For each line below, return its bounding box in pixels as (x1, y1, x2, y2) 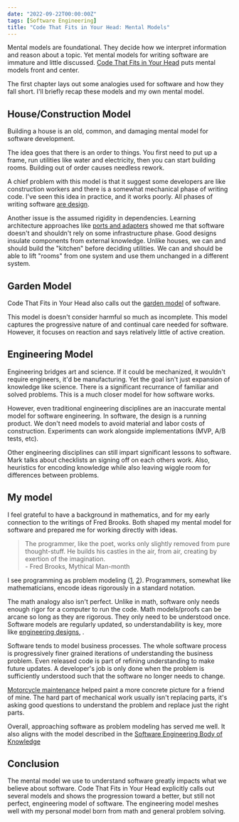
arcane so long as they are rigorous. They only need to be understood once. (7, 612, 231, 621)
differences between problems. (7, 471, 100, 479)
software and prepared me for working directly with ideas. (7, 525, 178, 534)
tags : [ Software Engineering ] (7, 17, 97, 24)
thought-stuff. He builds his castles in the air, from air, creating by (24, 547, 217, 555)
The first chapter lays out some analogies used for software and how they (7, 80, 224, 88)
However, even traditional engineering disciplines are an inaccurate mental (7, 404, 226, 412)
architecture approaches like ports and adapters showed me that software (7, 222, 225, 230)
